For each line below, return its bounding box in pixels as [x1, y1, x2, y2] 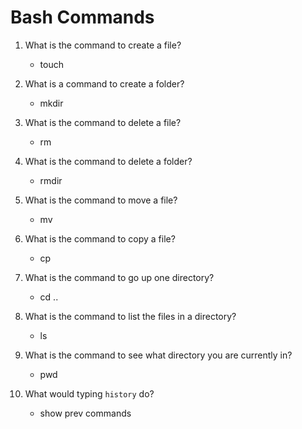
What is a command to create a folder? [24, 77, 185, 90]
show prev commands [39, 407, 132, 419]
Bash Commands [10, 6, 155, 29]
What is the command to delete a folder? [24, 155, 193, 167]
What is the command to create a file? [24, 39, 182, 51]
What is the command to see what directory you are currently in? [24, 349, 293, 361]
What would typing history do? [24, 387, 155, 400]
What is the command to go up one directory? [24, 271, 215, 283]
